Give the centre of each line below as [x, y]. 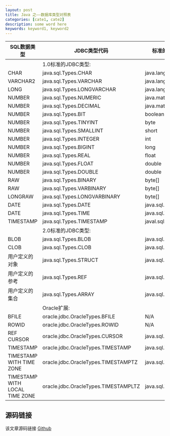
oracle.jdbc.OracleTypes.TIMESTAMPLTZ [91, 386]
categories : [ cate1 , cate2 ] [35, 19]
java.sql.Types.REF [65, 277]
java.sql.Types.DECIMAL [71, 106]
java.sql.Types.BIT [64, 114]
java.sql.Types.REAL [66, 155]
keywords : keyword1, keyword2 [37, 29]
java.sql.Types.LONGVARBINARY [81, 197]
